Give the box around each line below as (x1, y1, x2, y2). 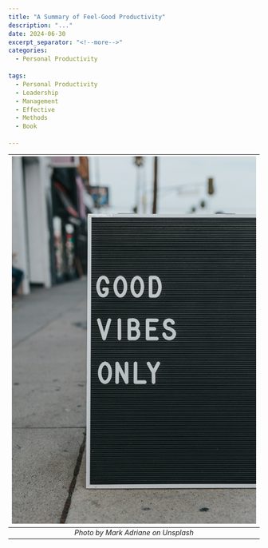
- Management (15, 97, 59, 105)
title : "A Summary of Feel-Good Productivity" (8, 13, 166, 21)
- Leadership (15, 89, 59, 97)
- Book (15, 122, 37, 131)
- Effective (15, 105, 56, 113)
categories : (8, 46, 48, 55)
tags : (8, 72, 26, 80)
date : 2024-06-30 (8, 30, 66, 38)
